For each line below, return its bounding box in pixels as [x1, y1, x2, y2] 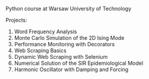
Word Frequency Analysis [14, 28, 77, 35]
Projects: [5, 17, 27, 23]
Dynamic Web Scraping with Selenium [14, 53, 108, 60]
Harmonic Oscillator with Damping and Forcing [14, 66, 129, 73]
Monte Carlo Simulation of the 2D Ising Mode [14, 34, 125, 41]
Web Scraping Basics [14, 47, 66, 54]
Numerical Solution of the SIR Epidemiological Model [14, 59, 144, 67]
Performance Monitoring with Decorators [14, 41, 115, 48]
